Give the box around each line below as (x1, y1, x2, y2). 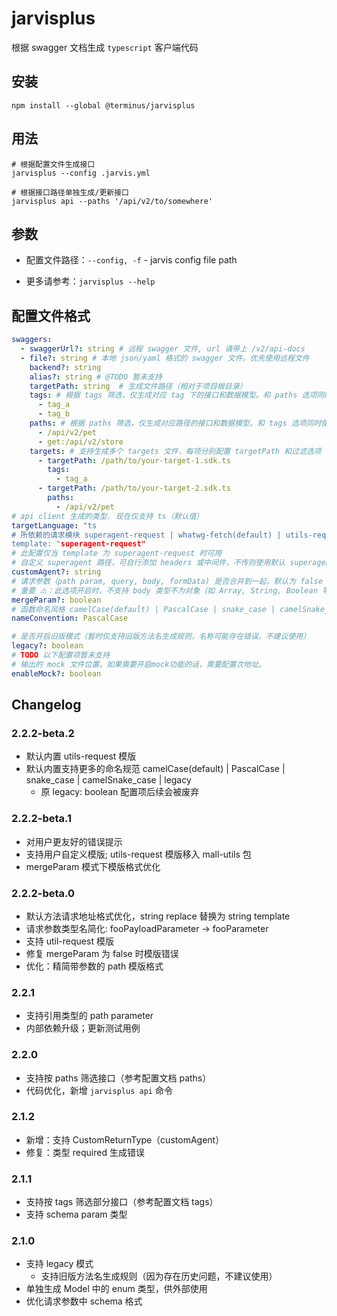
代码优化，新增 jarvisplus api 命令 (25, 1084, 173, 1096)
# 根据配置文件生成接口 (11, 159, 96, 169)
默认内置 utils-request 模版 (25, 750, 137, 762)
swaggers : (11, 335, 53, 345)
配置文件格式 (11, 307, 91, 324)
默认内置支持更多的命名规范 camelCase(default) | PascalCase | (25, 763, 286, 775)
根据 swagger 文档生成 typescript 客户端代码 (11, 41, 199, 53)
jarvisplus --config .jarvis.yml (11, 168, 151, 178)
